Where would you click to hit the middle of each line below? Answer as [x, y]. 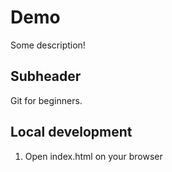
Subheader [46, 76]
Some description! [48, 45]
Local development [71, 132]
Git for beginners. [46, 100]
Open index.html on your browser [93, 156]
